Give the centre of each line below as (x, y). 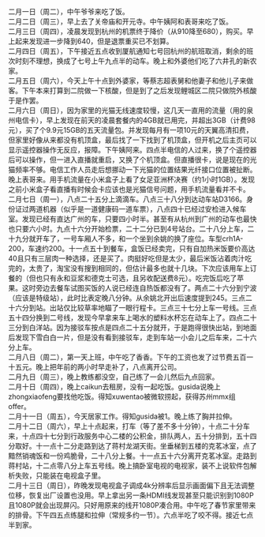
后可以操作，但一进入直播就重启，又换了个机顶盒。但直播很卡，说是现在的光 (132, 160)
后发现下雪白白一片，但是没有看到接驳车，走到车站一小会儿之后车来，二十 (129, 337)
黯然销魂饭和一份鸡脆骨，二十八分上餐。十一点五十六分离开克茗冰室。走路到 (132, 456)
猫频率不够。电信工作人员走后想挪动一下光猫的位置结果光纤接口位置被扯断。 (132, 169)
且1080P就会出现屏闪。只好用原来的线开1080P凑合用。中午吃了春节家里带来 (132, 505)
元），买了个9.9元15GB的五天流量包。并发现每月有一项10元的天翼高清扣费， (131, 130)
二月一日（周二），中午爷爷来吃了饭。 (69, 11)
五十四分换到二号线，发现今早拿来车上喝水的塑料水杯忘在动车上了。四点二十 (132, 317)
